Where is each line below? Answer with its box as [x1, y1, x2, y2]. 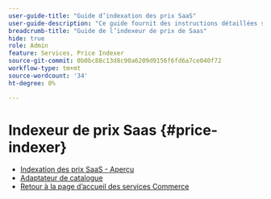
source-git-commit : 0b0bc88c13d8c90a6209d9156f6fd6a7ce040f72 [8, 57, 222, 65]
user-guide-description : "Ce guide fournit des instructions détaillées [8, 19, 258, 27]
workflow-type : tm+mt [8, 64, 81, 73]
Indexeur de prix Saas [8, 121, 157, 139]
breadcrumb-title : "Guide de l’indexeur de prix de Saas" [8, 27, 207, 35]
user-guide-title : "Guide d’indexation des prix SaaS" [8, 11, 197, 20]
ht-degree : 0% [8, 79, 56, 87]
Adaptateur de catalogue [19, 173, 103, 183]
